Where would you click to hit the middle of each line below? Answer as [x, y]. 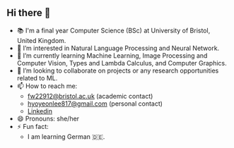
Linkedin [40, 111]
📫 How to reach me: [47, 86]
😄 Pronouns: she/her [48, 118]
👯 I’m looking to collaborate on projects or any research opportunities [118, 70]
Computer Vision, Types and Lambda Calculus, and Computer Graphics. [122, 63]
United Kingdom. [41, 40]
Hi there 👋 [29, 13]
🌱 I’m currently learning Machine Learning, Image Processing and [112, 55]
